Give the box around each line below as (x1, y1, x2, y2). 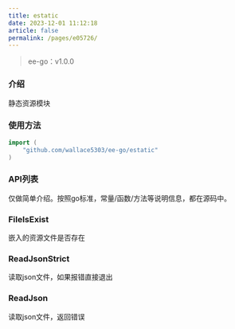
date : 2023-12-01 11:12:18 (8, 19, 98, 27)
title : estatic (8, 11, 59, 20)
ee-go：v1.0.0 (27, 57, 74, 66)
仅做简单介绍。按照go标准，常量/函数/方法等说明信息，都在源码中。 (8, 193, 232, 203)
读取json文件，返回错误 (8, 311, 85, 321)
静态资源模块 (8, 98, 50, 108)
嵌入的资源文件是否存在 (8, 233, 85, 243)
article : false (8, 26, 59, 34)
